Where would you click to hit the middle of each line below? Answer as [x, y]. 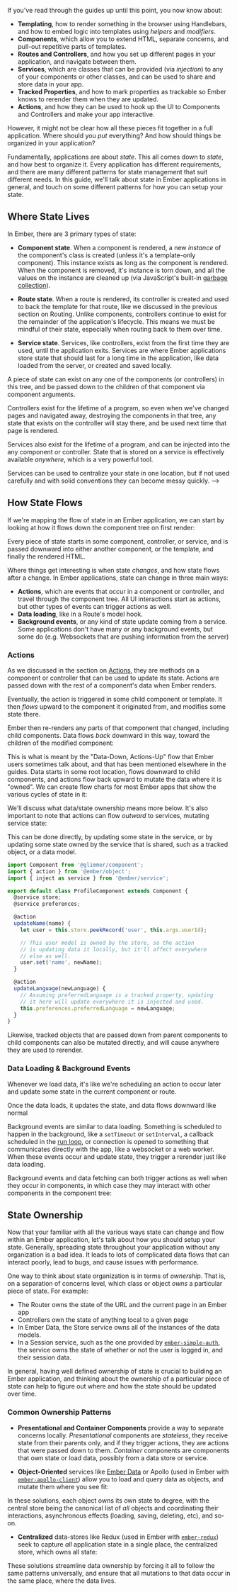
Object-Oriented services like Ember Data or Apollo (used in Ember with [123, 1472]
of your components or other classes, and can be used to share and [116, 77]
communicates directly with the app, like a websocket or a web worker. [111, 1149]
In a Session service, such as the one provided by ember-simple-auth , [119, 1342]
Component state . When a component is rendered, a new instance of [119, 247]
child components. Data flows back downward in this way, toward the [109, 735]
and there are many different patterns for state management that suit [108, 172]
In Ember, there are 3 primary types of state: [72, 234]
